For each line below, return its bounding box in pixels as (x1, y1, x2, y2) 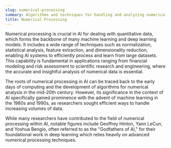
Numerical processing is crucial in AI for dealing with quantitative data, (5, 31, 154, 37)
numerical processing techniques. (5, 137, 77, 143)
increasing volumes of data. (5, 105, 64, 112)
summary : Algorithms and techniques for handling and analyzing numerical (5, 12, 167, 17)
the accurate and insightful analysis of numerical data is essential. (5, 69, 144, 75)
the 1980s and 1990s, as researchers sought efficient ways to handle (5, 100, 150, 106)
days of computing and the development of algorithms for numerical (5, 84, 149, 90)
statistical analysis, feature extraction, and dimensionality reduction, (5, 47, 148, 53)
